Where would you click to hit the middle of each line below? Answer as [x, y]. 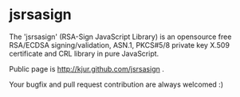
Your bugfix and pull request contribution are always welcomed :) [116, 84]
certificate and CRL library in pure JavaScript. [84, 53]
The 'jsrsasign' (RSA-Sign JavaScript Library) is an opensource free [120, 37]
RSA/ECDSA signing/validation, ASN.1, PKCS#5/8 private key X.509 [120, 45]
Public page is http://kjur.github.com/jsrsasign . [87, 68]
